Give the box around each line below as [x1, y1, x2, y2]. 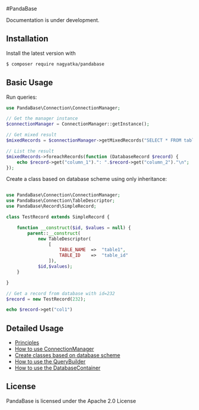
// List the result [6, 148, 54, 154]
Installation [6, 34, 49, 44]
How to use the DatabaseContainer [14, 364, 101, 371]
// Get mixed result [6, 132, 57, 138]
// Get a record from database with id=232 [6, 290, 115, 296]
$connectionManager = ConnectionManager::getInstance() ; [6, 121, 150, 127]
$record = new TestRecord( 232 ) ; [6, 296, 86, 302]
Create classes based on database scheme [14, 352, 120, 359]
